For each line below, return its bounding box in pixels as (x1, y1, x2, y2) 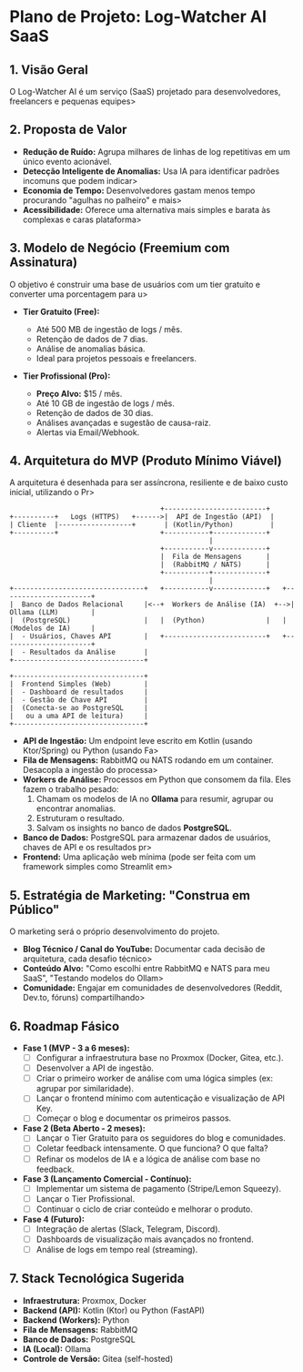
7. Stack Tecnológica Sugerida (9, 1271, 185, 1286)
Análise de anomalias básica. (35, 343, 146, 354)
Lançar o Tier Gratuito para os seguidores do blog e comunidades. (35, 1133, 287, 1143)
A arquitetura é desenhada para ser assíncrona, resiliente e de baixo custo (9, 477, 288, 488)
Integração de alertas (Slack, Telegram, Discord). (35, 1223, 221, 1235)
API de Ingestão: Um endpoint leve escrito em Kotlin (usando (22, 736, 253, 747)
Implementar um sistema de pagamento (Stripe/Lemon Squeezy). (35, 1183, 282, 1194)
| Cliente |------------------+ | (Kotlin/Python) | (9, 521, 275, 530)
